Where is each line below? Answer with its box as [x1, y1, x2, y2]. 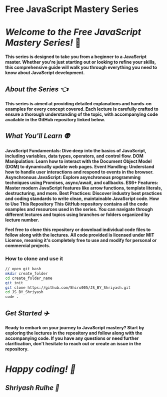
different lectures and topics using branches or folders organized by [5, 212, 150, 218]
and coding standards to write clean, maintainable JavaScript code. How [5, 195, 159, 202]
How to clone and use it [5, 255, 63, 262]
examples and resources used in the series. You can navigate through [5, 206, 153, 212]
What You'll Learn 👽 [5, 132, 70, 140]
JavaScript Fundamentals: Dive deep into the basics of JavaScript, [5, 147, 146, 153]
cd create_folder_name [5, 276, 52, 281]
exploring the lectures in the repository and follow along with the [5, 330, 142, 336]
